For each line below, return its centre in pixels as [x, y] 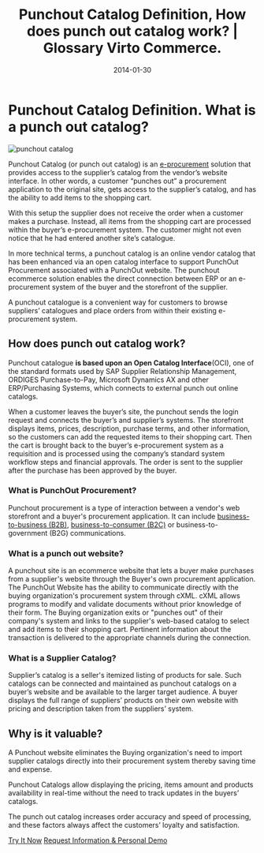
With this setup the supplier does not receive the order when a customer [126, 213]
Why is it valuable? [56, 733]
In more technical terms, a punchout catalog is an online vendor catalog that [132, 253]
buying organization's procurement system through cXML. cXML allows [124, 596]
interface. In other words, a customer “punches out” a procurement [117, 181]
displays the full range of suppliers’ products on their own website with [123, 701]
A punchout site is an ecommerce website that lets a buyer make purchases [131, 571]
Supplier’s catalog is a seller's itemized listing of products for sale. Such [125, 675]
